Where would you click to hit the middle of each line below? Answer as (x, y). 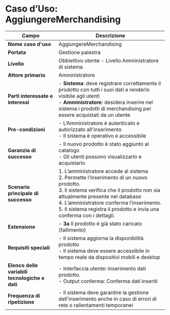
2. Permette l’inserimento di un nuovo (103, 177)
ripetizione (21, 302)
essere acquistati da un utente (94, 115)
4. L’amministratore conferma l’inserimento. (110, 203)
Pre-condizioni (27, 129)
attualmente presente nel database (100, 196)
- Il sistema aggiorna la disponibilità (101, 238)
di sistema (71, 67)
